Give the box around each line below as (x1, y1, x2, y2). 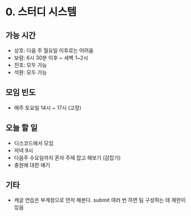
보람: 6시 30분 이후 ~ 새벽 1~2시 (13, 54, 88, 61)
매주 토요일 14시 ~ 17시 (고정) (13, 104, 82, 111)
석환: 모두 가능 (13, 69, 47, 76)
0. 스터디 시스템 (5, 5, 77, 19)
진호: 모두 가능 (13, 62, 47, 68)
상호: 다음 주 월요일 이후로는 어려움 (13, 47, 94, 54)
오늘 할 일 (5, 123, 38, 133)
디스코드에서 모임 (13, 140, 54, 147)
